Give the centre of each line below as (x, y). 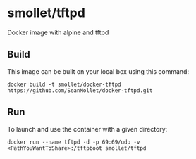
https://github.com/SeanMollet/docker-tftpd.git (80, 90)
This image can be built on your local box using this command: (98, 71)
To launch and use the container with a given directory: (87, 129)
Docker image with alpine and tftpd (58, 32)
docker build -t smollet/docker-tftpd (64, 84)
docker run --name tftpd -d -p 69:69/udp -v (74, 142)
